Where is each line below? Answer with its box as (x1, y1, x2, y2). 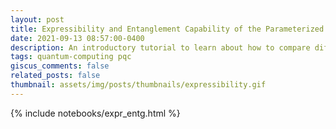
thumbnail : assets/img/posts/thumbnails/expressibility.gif (10, 80, 267, 90)
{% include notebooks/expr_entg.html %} (10, 107, 181, 119)
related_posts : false (10, 71, 101, 81)
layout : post (10, 14, 65, 25)
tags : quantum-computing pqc (10, 52, 132, 62)
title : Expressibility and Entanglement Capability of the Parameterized (10, 24, 325, 34)
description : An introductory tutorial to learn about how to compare (10, 42, 311, 53)
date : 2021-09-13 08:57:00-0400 (10, 33, 145, 43)
